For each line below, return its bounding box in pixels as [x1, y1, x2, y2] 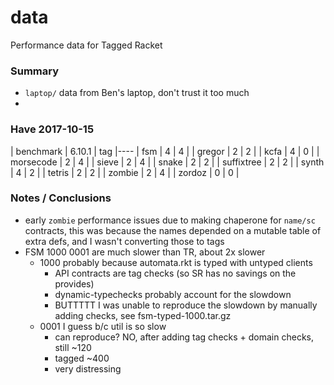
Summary [10, 64, 60, 78]
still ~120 [54, 341, 92, 353]
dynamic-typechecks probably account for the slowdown [54, 288, 292, 300]
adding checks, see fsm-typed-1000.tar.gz [54, 309, 232, 321]
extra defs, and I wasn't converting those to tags [24, 235, 225, 247]
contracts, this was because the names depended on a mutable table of [24, 224, 322, 236]
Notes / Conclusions [10, 191, 112, 205]
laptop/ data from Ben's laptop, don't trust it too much [24, 87, 250, 99]
